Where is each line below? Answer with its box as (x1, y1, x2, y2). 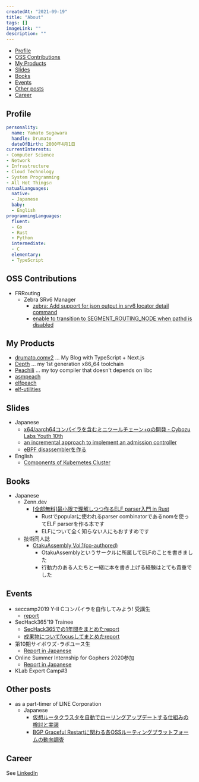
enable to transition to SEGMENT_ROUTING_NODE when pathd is (32, 315, 192, 322)
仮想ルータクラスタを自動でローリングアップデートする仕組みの (32, 714, 189, 721)
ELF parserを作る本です (46, 520, 105, 527)
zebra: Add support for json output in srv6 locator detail (32, 302, 169, 309)
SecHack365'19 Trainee (14, 618, 74, 625)
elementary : (11, 252, 42, 258)
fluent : (11, 218, 31, 224)
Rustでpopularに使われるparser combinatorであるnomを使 (41, 513, 184, 520)
